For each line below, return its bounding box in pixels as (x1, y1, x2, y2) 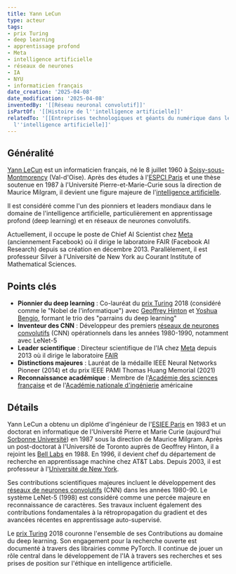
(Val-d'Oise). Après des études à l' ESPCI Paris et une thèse (48, 173, 221, 182)
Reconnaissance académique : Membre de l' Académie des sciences (17, 373, 218, 382)
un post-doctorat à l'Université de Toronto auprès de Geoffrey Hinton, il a (7, 442, 219, 450)
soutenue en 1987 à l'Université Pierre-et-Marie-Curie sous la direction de (7, 180, 222, 189)
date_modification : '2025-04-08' (7, 95, 105, 102)
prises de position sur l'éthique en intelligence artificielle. (7, 559, 173, 567)
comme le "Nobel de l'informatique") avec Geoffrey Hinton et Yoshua (17, 307, 218, 315)
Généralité (7, 147, 54, 159)
